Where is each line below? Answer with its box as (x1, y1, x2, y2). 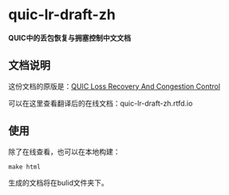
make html (8, 162, 41, 171)
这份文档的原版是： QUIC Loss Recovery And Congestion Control (8, 82, 221, 91)
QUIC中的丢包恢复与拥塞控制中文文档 (8, 33, 132, 42)
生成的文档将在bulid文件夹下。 (8, 177, 109, 187)
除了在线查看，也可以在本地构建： (8, 146, 120, 157)
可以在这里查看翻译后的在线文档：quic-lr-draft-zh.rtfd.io (8, 98, 193, 108)
